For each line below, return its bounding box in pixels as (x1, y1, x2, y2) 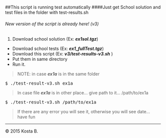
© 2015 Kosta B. (5, 128, 39, 134)
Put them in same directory (12, 56, 68, 62)
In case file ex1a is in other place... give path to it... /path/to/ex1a (17, 90, 149, 96)
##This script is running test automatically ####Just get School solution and (5, 4, 161, 10)
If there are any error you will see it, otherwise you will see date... (17, 109, 150, 115)
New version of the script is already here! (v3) (5, 21, 99, 27)
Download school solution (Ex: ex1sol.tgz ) (12, 36, 99, 42)
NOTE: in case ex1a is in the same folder (17, 71, 100, 77)
